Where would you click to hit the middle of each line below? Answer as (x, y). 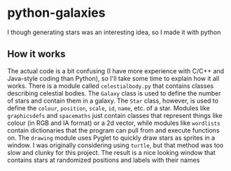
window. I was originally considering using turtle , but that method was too (115, 145)
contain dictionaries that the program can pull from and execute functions (113, 130)
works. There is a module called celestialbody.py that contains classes (111, 86)
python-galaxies (56, 13)
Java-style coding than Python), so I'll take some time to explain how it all (113, 78)
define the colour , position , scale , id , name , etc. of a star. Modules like (108, 108)
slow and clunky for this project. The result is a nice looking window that (111, 152)
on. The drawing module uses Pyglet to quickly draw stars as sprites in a (111, 137)
